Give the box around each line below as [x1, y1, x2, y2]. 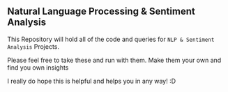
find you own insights [7, 63, 69, 72]
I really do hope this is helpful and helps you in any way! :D [7, 77, 176, 85]
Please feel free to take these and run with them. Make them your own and [7, 56, 222, 64]
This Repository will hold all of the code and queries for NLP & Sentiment [7, 35, 215, 43]
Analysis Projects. [7, 42, 60, 51]
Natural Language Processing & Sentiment [7, 6, 195, 17]
